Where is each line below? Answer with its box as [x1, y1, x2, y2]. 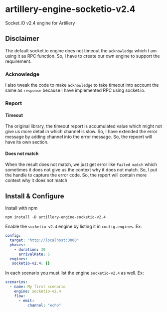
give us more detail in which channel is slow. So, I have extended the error [5, 129, 158, 135]
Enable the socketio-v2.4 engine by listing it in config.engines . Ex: [5, 223, 142, 230]
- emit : [18, 298, 35, 303]
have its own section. [5, 139, 49, 145]
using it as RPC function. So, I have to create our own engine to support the [5, 53, 161, 59]
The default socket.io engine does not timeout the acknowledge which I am [5, 47, 157, 53]
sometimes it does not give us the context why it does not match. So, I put [5, 167, 158, 173]
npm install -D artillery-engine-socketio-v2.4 [5, 215, 106, 220]
